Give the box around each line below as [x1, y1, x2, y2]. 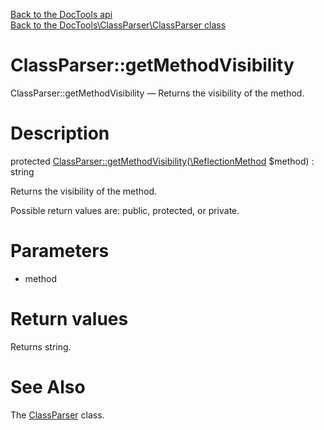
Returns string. [10, 340, 72, 353]
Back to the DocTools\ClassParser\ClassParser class [10, 19, 227, 31]
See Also [10, 375, 86, 398]
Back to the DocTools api [10, 9, 113, 20]
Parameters [10, 240, 110, 263]
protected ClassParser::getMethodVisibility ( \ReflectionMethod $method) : [10, 155, 315, 167]
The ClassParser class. [10, 409, 105, 421]
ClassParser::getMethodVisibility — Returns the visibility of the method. [10, 87, 305, 99]
